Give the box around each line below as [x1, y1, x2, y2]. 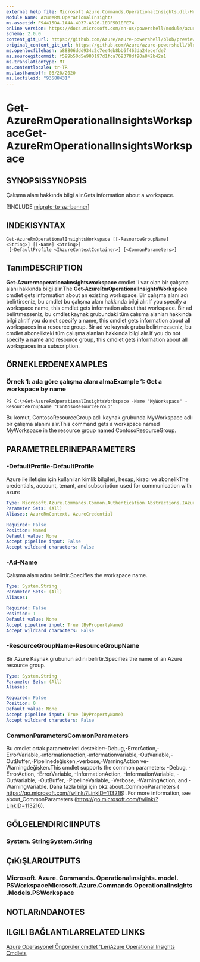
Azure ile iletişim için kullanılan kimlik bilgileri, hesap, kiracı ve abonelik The [6, 476, 189, 483]
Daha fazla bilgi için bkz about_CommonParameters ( [49, 783, 180, 791]
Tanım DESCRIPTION [6, 263, 83, 273]
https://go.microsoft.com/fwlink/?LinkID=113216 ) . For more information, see [6, 789, 192, 796]
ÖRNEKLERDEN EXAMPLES [6, 360, 108, 370]
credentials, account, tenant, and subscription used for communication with [6, 482, 192, 489]
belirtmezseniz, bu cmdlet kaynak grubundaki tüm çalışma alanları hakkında [6, 310, 192, 317]
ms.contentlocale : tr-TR [6, 64, 68, 71]
